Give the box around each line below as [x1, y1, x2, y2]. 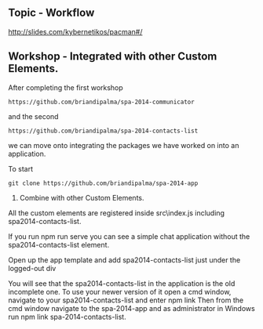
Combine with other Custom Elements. [19, 193, 144, 202]
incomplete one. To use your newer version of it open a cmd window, [8, 287, 232, 296]
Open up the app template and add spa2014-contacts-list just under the [8, 255, 241, 265]
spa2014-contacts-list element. [8, 240, 110, 249]
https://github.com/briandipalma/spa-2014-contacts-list [8, 127, 199, 135]
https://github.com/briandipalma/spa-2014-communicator [8, 98, 195, 106]
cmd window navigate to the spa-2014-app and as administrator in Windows [8, 303, 255, 313]
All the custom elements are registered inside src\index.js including [8, 208, 225, 218]
